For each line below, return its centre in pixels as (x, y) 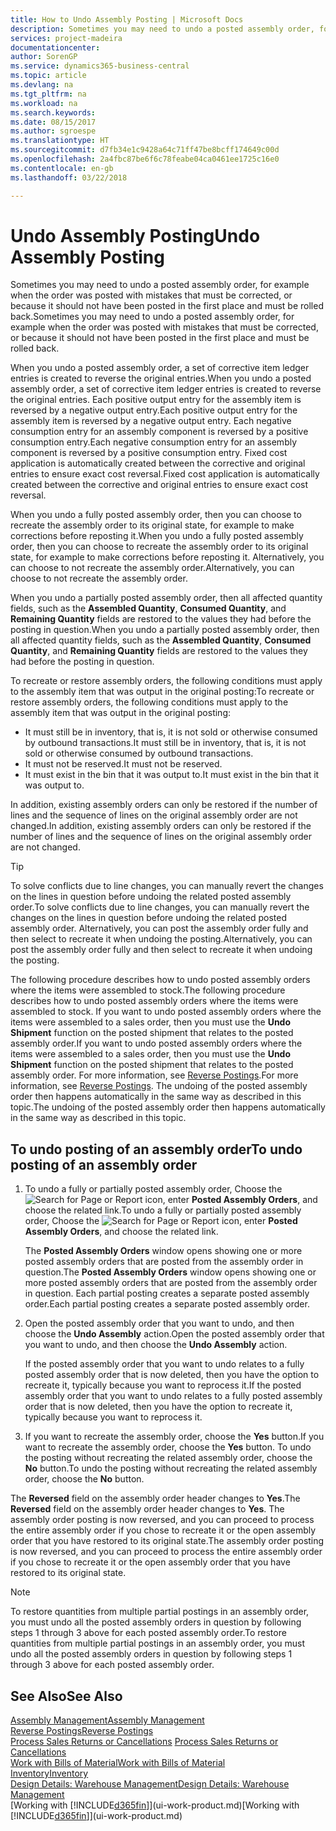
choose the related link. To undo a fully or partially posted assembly (163, 1210)
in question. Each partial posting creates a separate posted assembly (167, 1293)
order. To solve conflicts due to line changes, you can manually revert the (160, 907)
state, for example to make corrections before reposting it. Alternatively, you (167, 557)
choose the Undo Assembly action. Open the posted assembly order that (174, 1334)
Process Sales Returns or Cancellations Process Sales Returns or (144, 1742)
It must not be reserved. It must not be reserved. (123, 764)
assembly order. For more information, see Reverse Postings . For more (154, 1075)
